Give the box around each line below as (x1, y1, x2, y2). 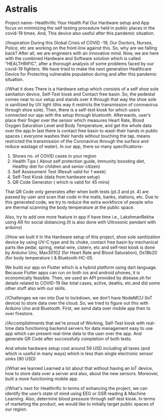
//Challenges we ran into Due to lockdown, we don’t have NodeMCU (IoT (5, 294, 153, 301)
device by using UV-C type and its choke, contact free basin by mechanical (5, 239, 159, 245)
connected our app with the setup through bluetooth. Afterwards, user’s (5, 112, 151, 118)
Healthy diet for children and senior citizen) (12, 163, 100, 169)
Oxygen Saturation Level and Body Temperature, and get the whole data (5, 122, 152, 128)
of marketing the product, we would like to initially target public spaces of (5, 401, 154, 407)
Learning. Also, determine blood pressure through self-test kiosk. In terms (5, 395, 156, 402)
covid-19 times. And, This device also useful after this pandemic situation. (5, 30, 155, 36)
